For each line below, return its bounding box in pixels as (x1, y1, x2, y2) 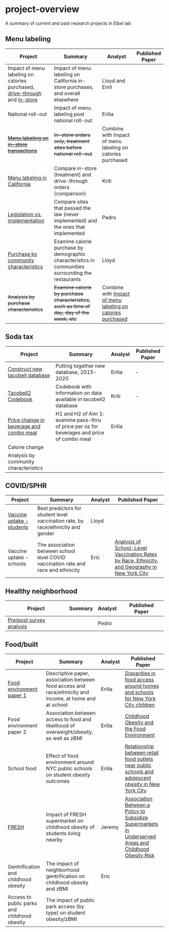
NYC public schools (46, 765, 93, 772)
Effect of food (46, 753, 79, 759)
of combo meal (55, 435, 92, 442)
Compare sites (53, 198, 89, 205)
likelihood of (46, 722, 75, 729)
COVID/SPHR (5, 481, 47, 490)
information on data (55, 389, 102, 396)
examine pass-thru (55, 416, 102, 423)
